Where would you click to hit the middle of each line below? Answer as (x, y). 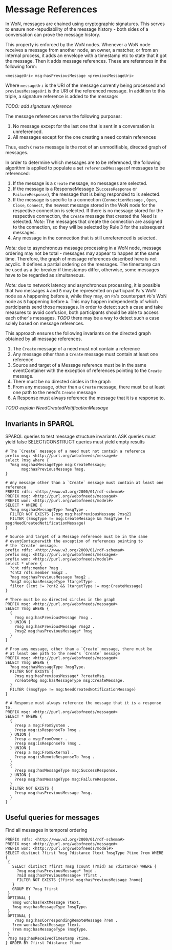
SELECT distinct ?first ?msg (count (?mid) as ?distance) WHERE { (84, 866)
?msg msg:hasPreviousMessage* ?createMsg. (60, 676)
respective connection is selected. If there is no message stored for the (88, 210)
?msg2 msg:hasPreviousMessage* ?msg (54, 631)
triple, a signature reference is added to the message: (62, 96)
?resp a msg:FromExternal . (44, 752)
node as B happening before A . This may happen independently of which (82, 301)
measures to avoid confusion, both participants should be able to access (82, 312)
